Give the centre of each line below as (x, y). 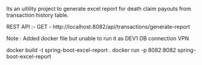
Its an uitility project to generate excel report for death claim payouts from (99, 9)
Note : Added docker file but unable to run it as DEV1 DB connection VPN (98, 38)
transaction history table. (37, 15)
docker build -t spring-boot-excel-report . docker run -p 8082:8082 (91, 50)
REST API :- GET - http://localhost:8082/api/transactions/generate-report (98, 27)
